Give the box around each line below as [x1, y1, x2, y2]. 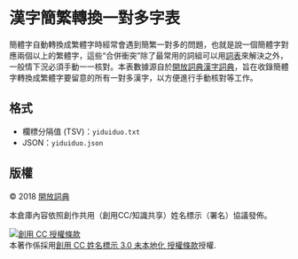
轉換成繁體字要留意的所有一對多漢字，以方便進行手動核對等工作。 [16, 72, 258, 82]
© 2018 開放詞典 [9, 191, 70, 201]
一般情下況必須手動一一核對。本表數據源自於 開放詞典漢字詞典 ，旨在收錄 [9, 61, 273, 72]
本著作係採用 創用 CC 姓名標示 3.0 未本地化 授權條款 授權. [9, 239, 217, 250]
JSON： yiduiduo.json [21, 137, 104, 147]
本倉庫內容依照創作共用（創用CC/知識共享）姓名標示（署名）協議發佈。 [9, 209, 272, 220]
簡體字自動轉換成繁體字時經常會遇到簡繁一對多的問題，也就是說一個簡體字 [9, 39, 281, 50]
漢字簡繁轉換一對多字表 [9, 8, 181, 28]
